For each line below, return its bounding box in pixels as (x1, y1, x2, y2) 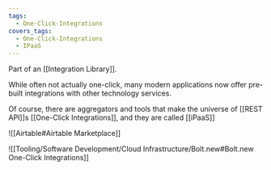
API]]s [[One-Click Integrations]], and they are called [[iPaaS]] (8, 113, 215, 122)
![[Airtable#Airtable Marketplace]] (8, 129, 121, 138)
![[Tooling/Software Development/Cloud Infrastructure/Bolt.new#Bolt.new (8, 144, 254, 154)
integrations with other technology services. (24, 88, 172, 98)
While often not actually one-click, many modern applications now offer (8, 80, 247, 90)
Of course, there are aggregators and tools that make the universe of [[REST (8, 104, 263, 114)
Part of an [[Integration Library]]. (8, 64, 117, 74)
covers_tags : (8, 27, 53, 35)
